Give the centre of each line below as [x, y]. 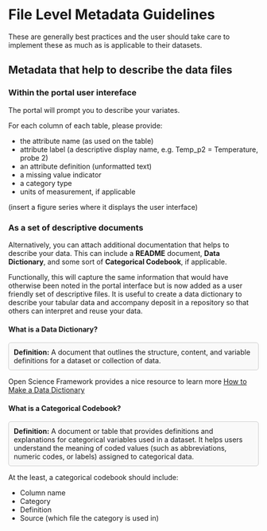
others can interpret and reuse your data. [75, 311]
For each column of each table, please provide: [85, 126]
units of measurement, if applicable [77, 192]
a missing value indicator [60, 174]
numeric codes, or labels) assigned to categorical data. [104, 457]
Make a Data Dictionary [46, 390]
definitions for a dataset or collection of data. [87, 361]
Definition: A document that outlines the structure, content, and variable [132, 352]
